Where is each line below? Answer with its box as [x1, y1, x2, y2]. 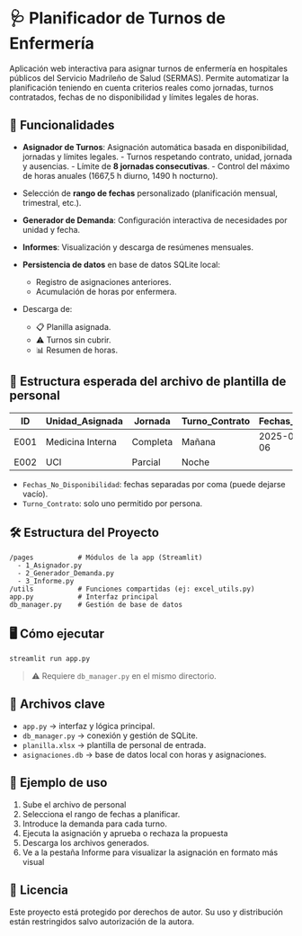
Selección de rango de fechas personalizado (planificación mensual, [22, 187, 279, 199]
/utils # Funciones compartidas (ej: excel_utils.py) [9, 584, 255, 594]
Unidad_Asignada [45, 415, 123, 427]
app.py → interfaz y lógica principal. [22, 720, 155, 731]
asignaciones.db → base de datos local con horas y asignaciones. [22, 749, 267, 760]
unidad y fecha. [22, 224, 81, 235]
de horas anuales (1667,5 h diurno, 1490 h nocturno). [22, 170, 218, 181]
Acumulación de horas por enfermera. [35, 286, 177, 297]
